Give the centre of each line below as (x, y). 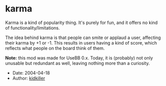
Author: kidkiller (29, 78)
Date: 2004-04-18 (31, 72)
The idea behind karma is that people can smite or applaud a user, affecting (83, 37)
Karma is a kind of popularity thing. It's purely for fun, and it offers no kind (81, 22)
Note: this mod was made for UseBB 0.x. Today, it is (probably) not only (79, 57)
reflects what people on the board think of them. (55, 48)
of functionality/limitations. (32, 27)
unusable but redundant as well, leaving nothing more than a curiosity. (77, 63)
